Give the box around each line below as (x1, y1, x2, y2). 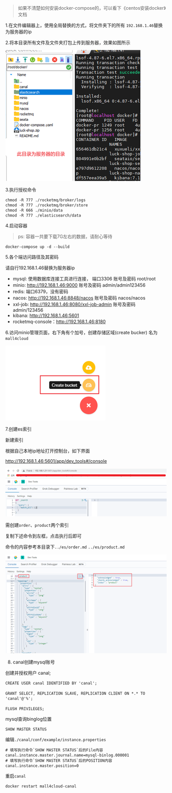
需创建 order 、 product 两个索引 (5, 522, 69, 528)
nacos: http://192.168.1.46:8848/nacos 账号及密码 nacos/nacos (12, 295, 146, 301)
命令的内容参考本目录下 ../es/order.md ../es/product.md (5, 544, 125, 550)
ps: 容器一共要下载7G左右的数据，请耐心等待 (17, 233, 113, 240)
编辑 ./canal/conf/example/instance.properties (5, 736, 106, 742)
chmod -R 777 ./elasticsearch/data (5, 213, 81, 218)
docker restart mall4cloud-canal (5, 783, 77, 789)
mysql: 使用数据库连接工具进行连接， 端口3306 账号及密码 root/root (12, 276, 156, 282)
